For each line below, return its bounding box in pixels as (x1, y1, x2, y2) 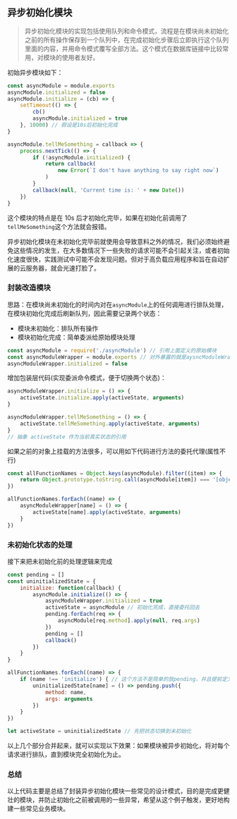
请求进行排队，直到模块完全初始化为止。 (7, 750, 125, 759)
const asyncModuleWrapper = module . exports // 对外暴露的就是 (7, 353, 187, 361)
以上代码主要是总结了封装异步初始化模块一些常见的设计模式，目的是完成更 (7, 787, 224, 795)
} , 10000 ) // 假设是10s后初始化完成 (20, 122, 119, 129)
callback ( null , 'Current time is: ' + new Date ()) (32, 186, 185, 194)
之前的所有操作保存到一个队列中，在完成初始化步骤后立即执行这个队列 (24, 35, 229, 44)
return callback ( (44, 161, 97, 168)
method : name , (44, 689, 87, 696)
